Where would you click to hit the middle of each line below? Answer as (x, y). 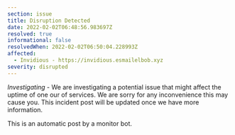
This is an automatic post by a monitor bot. (70, 123)
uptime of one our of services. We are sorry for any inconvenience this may (118, 94)
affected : (22, 54)
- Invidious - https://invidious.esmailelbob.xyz (88, 60)
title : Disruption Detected (49, 21)
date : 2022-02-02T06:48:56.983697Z (60, 27)
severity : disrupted (38, 67)
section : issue (30, 14)
